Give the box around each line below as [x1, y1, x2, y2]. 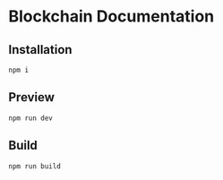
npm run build [8, 161, 62, 171]
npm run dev [8, 114, 53, 123]
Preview [8, 90, 56, 105]
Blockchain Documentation [8, 6, 215, 27]
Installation [8, 42, 73, 57]
